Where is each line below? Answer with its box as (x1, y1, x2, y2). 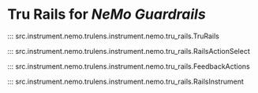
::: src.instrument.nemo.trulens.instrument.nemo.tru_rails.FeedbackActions (7, 61, 250, 71)
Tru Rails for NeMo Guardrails (7, 5, 206, 23)
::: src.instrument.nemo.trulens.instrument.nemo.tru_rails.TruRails (7, 31, 220, 41)
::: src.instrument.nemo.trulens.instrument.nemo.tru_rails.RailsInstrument (7, 77, 244, 86)
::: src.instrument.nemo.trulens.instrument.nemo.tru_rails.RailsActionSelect (7, 46, 250, 55)
